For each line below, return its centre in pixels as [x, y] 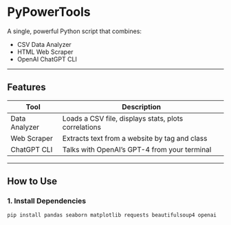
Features [26, 87]
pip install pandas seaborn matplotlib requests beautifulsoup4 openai [112, 215]
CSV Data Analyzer [44, 44]
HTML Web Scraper [45, 52]
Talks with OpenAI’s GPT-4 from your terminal [137, 149]
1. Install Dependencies [47, 201]
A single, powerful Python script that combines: [75, 31]
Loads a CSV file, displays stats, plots [123, 118]
